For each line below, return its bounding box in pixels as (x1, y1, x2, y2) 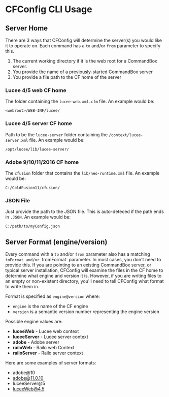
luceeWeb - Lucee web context (12, 328, 79, 334)
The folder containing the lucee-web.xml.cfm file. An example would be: (5, 98, 155, 105)
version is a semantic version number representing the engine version (12, 309, 160, 315)
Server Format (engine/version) (5, 237, 108, 246)
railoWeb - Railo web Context (12, 345, 75, 350)
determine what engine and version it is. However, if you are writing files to (5, 273, 162, 279)
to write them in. (5, 284, 40, 289)
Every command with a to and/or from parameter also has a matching (5, 251, 150, 257)
